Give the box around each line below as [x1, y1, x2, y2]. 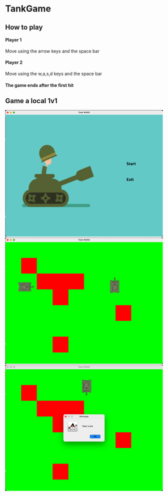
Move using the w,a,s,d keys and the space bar [5, 71, 102, 77]
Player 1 [5, 37, 22, 43]
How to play [5, 23, 43, 32]
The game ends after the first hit [5, 82, 74, 88]
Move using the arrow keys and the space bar [5, 48, 100, 54]
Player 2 [5, 60, 23, 66]
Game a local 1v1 [5, 96, 57, 105]
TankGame [5, 3, 51, 15]
